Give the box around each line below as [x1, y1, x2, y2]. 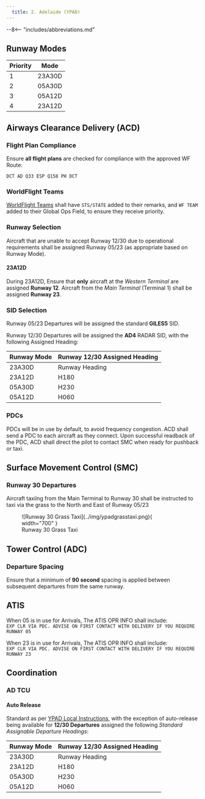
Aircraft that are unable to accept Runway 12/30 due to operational [6, 237, 174, 244]
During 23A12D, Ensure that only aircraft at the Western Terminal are [6, 277, 179, 285]
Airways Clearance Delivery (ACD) [6, 122, 140, 133]
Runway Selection [6, 223, 61, 231]
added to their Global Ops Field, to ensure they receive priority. [6, 208, 165, 215]
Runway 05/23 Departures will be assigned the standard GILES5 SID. [6, 320, 180, 328]
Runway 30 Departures [6, 481, 77, 489]
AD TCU [6, 686, 31, 695]
